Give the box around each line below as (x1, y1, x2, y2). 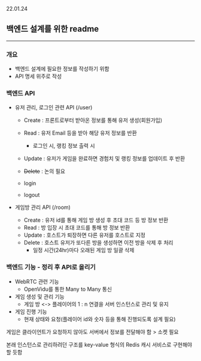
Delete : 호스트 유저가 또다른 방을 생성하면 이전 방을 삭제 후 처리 (23, 239, 173, 246)
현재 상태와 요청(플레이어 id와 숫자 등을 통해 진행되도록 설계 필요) (23, 315, 176, 323)
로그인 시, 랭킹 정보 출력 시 (32, 142, 95, 150)
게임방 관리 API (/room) (14, 204, 71, 211)
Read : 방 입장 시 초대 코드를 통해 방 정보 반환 (23, 224, 130, 231)
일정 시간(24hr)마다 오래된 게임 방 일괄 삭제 (32, 246, 135, 254)
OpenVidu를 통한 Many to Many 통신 (23, 285, 112, 293)
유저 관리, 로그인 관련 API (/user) (14, 104, 93, 111)
